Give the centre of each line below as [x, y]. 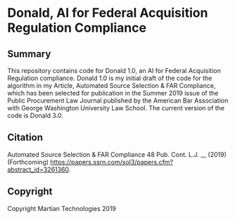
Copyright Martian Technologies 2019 [62, 208]
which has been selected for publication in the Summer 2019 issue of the [113, 93]
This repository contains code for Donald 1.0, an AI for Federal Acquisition [114, 71]
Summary [29, 54]
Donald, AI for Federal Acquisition [108, 13]
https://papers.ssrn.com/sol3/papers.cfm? [112, 162]
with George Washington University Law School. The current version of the [116, 108]
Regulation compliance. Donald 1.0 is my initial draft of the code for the [110, 78]
